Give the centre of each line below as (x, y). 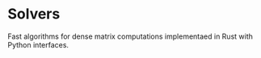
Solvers (34, 14)
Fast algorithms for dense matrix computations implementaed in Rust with (130, 36)
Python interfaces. (38, 44)
